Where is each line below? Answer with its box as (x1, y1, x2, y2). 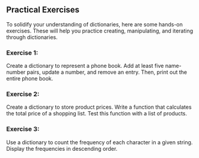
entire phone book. (6, 75, 54, 82)
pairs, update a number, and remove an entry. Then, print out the (26, 68, 188, 76)
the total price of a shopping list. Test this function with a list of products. (6, 110, 188, 117)
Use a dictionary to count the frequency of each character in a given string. (6, 138, 193, 146)
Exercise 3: (6, 125, 40, 133)
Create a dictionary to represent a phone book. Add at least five (6, 62, 164, 70)
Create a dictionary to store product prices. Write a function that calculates (6, 103, 192, 111)
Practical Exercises (6, 5, 80, 15)
